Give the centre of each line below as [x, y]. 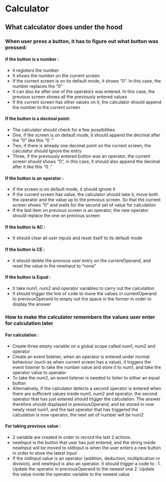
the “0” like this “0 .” [33, 140]
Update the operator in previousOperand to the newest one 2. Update [83, 469]
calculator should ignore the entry [47, 151]
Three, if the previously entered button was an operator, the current [81, 156]
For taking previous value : [33, 426]
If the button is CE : [25, 249]
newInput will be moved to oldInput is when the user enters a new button [86, 448]
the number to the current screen [46, 107]
